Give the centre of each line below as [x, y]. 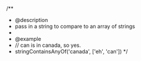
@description [31, 20]
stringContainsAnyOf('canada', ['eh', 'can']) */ [71, 52]
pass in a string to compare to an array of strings [75, 26]
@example [28, 39]
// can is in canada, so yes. [48, 45]
